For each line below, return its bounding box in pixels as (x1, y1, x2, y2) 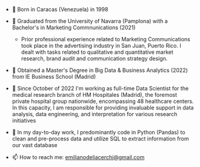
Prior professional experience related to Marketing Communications (21, 36, 191, 42)
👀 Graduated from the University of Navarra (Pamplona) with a (12, 18, 168, 24)
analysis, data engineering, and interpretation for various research (12, 111, 178, 117)
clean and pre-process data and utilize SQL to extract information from (12, 135, 189, 142)
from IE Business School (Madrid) (12, 73, 96, 80)
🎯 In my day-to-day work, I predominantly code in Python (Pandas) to (12, 129, 186, 136)
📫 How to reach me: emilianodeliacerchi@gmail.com (12, 154, 145, 160)
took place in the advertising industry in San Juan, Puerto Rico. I (21, 42, 182, 49)
